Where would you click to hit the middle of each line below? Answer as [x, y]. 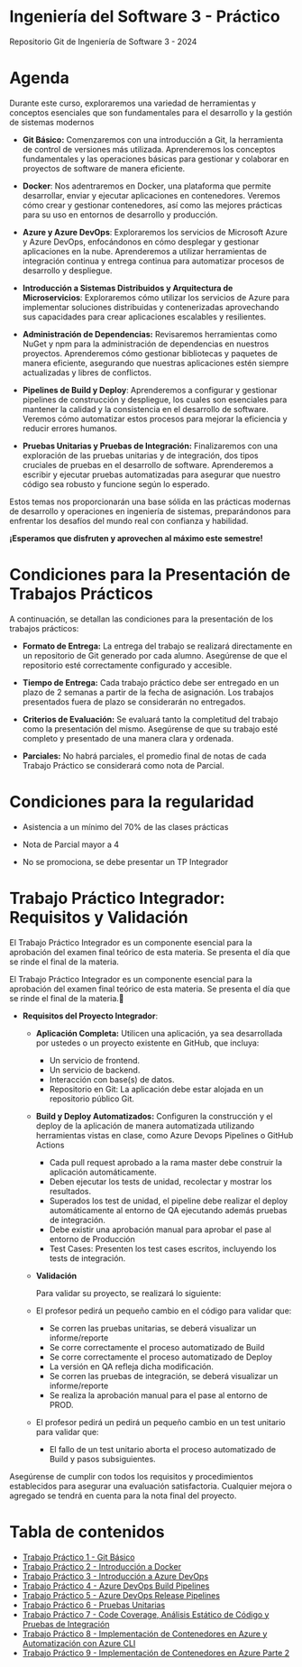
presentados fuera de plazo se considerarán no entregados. [134, 702]
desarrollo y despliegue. [67, 270]
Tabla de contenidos [87, 1532]
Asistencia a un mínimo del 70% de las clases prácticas [125, 826]
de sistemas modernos [52, 122]
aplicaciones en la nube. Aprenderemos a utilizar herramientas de [145, 251]
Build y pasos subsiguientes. [102, 1459]
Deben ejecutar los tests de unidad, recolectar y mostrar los [160, 1181]
